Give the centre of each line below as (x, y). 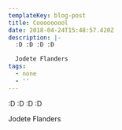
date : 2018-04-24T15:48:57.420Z (61, 30)
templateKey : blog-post (47, 15)
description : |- (35, 37)
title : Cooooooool (38, 23)
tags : (17, 67)
